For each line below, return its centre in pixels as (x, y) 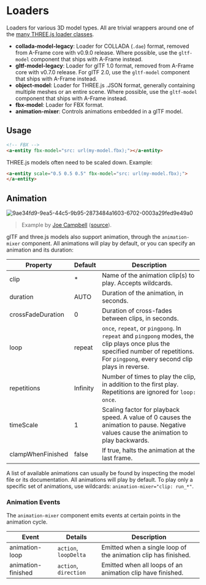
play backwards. (126, 441)
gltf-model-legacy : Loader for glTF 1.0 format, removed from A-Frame (105, 66)
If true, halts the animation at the (148, 451)
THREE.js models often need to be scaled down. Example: (79, 162)
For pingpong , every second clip (147, 359)
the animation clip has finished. (146, 555)
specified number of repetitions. (148, 352)
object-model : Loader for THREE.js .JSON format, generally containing (105, 85)
